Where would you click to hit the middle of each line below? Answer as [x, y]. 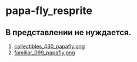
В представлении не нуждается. [68, 32]
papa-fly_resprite [49, 11]
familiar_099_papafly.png [44, 53]
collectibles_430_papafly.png [49, 46]
